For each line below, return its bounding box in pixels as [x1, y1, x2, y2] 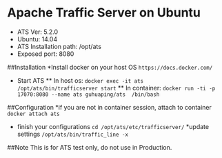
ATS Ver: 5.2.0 [17, 28, 59, 36]
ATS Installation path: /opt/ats [17, 42, 102, 50]
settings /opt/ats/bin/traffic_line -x [17, 130, 129, 138]
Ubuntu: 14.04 [17, 34, 57, 43]
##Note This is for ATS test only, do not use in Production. [7, 143, 172, 151]
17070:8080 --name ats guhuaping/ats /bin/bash [17, 91, 160, 98]
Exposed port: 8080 [17, 50, 74, 58]
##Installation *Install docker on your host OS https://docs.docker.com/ [7, 63, 213, 71]
